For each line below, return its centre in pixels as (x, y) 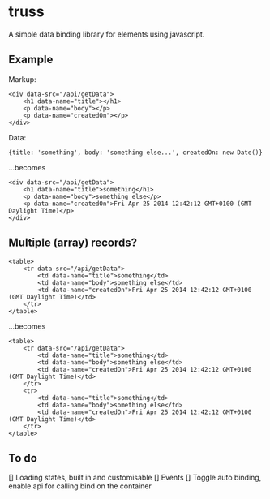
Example (31, 60)
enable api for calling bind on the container (80, 486)
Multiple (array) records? (73, 243)
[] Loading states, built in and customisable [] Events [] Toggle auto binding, (135, 478)
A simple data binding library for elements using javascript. (107, 34)
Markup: (22, 79)
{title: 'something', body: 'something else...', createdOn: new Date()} (136, 153)
